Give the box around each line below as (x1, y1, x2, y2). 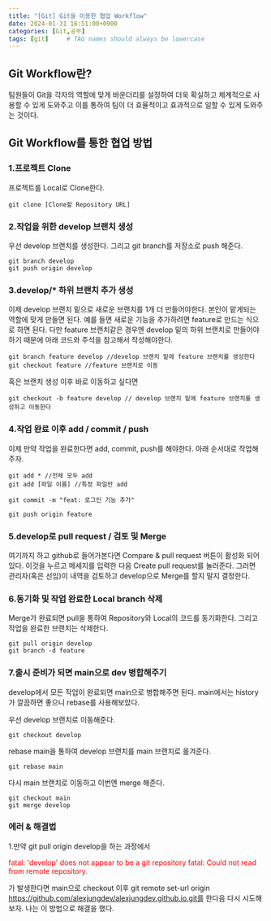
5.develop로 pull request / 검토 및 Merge (8, 530, 166, 542)
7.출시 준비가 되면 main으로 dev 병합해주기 (8, 667, 167, 679)
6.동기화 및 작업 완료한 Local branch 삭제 (8, 593, 163, 605)
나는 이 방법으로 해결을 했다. (25, 903, 115, 913)
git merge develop (8, 801, 71, 810)
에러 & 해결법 (8, 821, 57, 832)
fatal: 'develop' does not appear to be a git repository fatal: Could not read (8, 858, 257, 867)
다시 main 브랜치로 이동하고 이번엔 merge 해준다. (8, 778, 165, 788)
